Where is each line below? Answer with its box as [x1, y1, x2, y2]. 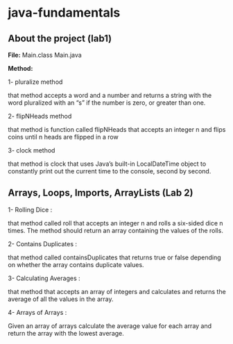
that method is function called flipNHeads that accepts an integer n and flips [8, 126, 226, 133]
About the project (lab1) [8, 33, 112, 44]
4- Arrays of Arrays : [8, 308, 67, 316]
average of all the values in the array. [8, 295, 114, 303]
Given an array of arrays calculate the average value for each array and [8, 321, 212, 330]
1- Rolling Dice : [8, 205, 53, 214]
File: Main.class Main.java [8, 51, 82, 59]
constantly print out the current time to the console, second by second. [8, 167, 212, 175]
